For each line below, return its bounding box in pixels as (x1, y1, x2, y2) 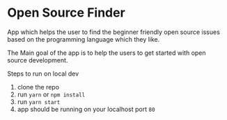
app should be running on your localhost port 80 (17, 105, 155, 113)
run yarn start (17, 97, 61, 105)
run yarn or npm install (17, 90, 86, 98)
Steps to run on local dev (7, 69, 79, 78)
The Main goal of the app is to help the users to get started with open (7, 49, 207, 57)
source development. (7, 55, 68, 64)
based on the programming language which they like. (7, 35, 160, 43)
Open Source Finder (7, 5, 125, 21)
